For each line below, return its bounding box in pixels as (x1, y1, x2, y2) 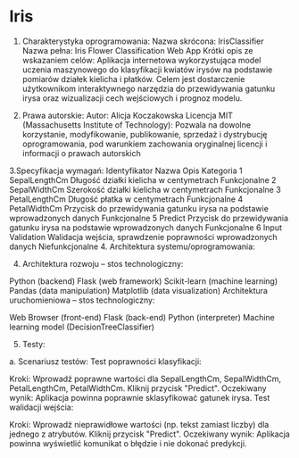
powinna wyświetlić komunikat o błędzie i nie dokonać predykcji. (9, 437, 247, 448)
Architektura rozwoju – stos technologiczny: (21, 258, 184, 269)
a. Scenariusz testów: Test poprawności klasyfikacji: (9, 355, 203, 367)
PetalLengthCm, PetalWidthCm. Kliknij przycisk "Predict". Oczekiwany (9, 382, 267, 394)
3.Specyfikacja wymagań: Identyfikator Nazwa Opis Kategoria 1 (9, 165, 243, 176)
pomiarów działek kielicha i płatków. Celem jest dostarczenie (21, 73, 245, 84)
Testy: (21, 338, 46, 349)
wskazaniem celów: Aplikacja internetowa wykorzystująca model (21, 54, 262, 65)
